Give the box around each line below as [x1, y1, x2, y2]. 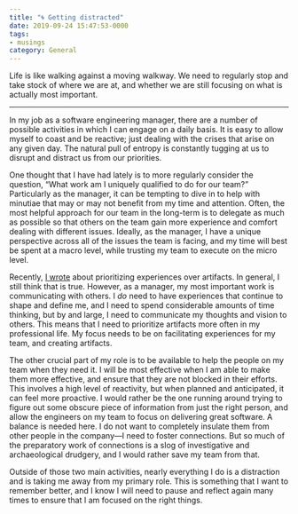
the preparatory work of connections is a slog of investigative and [9, 440, 250, 451]
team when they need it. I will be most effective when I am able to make [9, 365, 271, 376]
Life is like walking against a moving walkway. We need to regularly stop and [9, 70, 289, 81]
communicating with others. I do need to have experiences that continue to [9, 290, 284, 302]
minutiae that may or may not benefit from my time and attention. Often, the [9, 198, 286, 209]
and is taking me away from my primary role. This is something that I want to [9, 476, 289, 486]
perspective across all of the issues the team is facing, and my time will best [9, 236, 288, 247]
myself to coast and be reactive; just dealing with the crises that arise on [9, 134, 275, 145]
